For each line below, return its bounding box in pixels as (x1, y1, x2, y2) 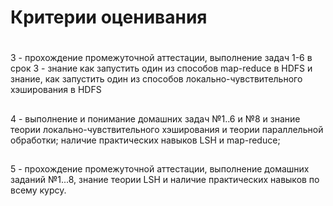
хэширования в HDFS (10, 84, 102, 96)
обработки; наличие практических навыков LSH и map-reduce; (10, 134, 281, 146)
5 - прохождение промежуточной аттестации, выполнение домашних (10, 163, 310, 175)
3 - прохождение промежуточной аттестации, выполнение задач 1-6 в (10, 52, 313, 64)
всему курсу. (10, 184, 67, 196)
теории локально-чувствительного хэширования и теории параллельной (10, 123, 324, 135)
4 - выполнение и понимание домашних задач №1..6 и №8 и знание (10, 112, 301, 125)
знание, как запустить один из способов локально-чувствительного (10, 73, 303, 85)
